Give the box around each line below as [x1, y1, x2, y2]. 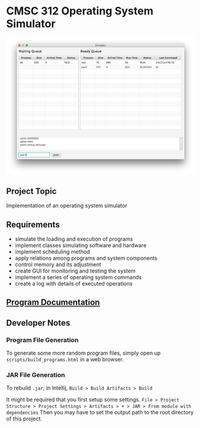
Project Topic [6, 186, 57, 196]
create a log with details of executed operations [14, 280, 133, 288]
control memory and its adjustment [14, 261, 102, 268]
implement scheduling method [14, 248, 90, 256]
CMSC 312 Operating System [6, 4, 154, 18]
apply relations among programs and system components [14, 255, 157, 262]
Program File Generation [6, 336, 79, 344]
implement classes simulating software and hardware [14, 242, 147, 249]
